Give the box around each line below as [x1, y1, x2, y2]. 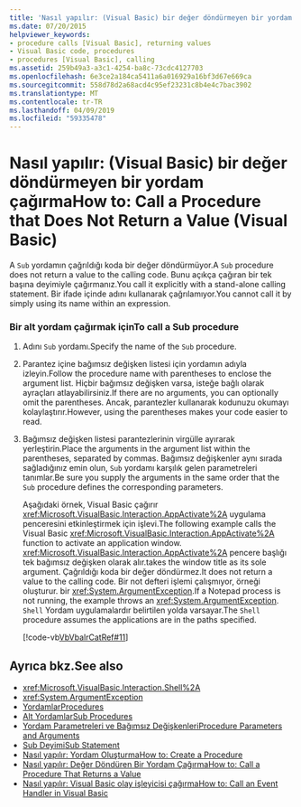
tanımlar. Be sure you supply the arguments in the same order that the [22, 472, 280, 483]
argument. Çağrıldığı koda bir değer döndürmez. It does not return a [22, 567, 273, 577]
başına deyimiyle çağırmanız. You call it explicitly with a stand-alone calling [9, 279, 287, 290]
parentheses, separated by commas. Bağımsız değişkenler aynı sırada [22, 453, 283, 464]
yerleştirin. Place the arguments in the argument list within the [22, 444, 251, 455]
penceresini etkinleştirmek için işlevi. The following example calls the [22, 519, 277, 530]
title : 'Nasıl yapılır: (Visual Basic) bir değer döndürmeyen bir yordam [9, 13, 293, 23]
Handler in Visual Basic [22, 788, 108, 799]
